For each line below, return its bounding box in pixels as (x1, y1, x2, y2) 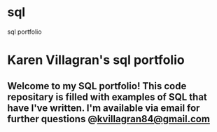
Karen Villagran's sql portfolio (7, 52, 185, 68)
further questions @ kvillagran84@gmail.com (7, 113, 210, 125)
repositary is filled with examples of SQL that (7, 91, 208, 103)
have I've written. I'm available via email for (7, 102, 200, 114)
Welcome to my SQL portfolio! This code (7, 80, 187, 92)
